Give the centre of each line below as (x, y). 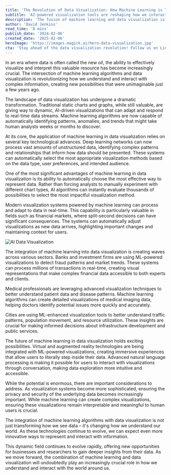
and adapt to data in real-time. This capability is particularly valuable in (80, 210)
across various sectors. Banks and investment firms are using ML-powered (84, 257)
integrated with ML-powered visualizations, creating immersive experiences (85, 352)
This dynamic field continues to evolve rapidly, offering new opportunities (82, 446)
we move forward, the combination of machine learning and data (73, 457)
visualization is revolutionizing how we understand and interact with (76, 78)
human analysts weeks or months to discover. (53, 126)
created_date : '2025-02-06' (35, 39)
